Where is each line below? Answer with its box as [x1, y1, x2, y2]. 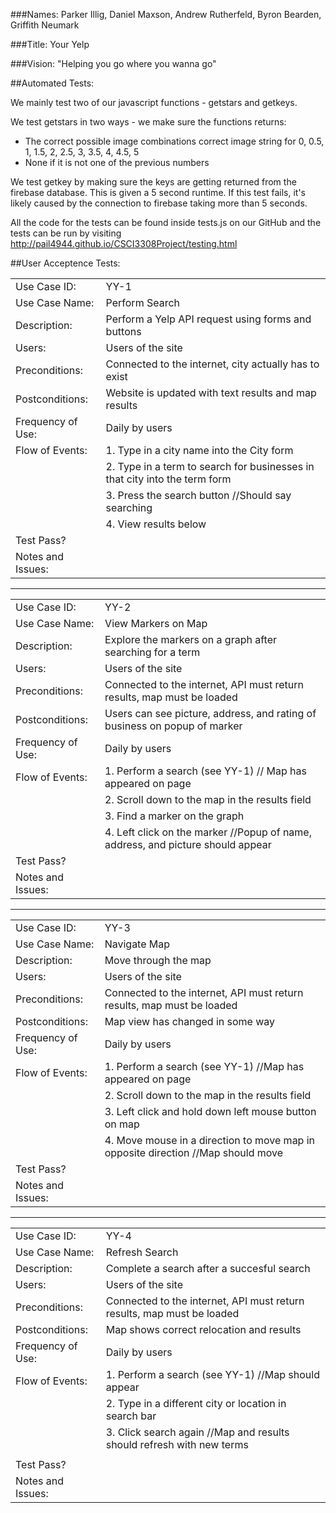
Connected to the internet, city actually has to [105, 357, 320, 371]
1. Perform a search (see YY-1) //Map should [105, 1368, 320, 1381]
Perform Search [105, 296, 181, 309]
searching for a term [104, 645, 201, 659]
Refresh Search [105, 1245, 179, 1259]
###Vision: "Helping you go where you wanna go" [10, 58, 217, 69]
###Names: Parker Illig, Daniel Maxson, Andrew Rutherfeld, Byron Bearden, [10, 9, 322, 20]
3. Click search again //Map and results [105, 1425, 290, 1439]
